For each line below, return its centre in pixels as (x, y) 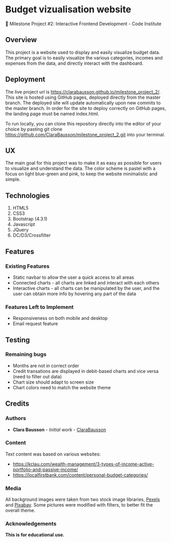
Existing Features (27, 266)
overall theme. (20, 511)
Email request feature (35, 324)
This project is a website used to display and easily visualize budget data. (83, 52)
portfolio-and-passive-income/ (45, 469)
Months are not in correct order (46, 366)
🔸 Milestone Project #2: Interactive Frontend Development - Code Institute (83, 24)
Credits (17, 404)
